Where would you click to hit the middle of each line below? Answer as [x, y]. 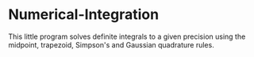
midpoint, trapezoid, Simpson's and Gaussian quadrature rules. [111, 44]
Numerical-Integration [84, 15]
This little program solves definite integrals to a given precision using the [127, 36]
